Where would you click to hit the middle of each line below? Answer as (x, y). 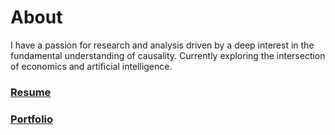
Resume (31, 92)
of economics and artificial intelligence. (91, 66)
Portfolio (32, 119)
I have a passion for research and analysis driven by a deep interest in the (162, 45)
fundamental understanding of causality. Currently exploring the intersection (168, 55)
